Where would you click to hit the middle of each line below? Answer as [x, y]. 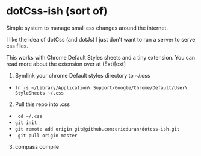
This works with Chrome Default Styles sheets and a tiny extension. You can [101, 57]
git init [26, 123]
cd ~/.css [30, 116]
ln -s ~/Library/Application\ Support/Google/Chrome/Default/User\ [101, 88]
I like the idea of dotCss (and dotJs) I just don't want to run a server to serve [101, 39]
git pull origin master [48, 136]
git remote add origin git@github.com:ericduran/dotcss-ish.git [97, 129]
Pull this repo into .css [42, 104]
